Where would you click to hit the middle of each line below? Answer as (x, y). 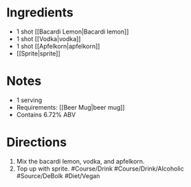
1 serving (29, 100)
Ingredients (40, 13)
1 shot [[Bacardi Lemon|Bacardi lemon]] (72, 32)
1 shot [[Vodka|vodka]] (48, 38)
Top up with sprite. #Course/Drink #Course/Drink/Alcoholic (100, 169)
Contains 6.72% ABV (46, 114)
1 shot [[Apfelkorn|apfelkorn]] (58, 46)
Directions (36, 142)
